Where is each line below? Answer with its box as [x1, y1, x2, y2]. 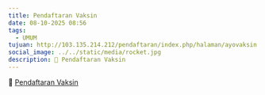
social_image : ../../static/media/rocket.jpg [8, 48, 161, 56]
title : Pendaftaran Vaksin [8, 11, 98, 20]
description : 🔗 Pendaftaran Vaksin [8, 56, 126, 64]
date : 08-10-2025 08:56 [8, 19, 87, 27]
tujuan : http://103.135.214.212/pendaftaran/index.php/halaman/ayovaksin [8, 41, 258, 49]
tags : [8, 26, 26, 34]
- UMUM [15, 33, 37, 42]
